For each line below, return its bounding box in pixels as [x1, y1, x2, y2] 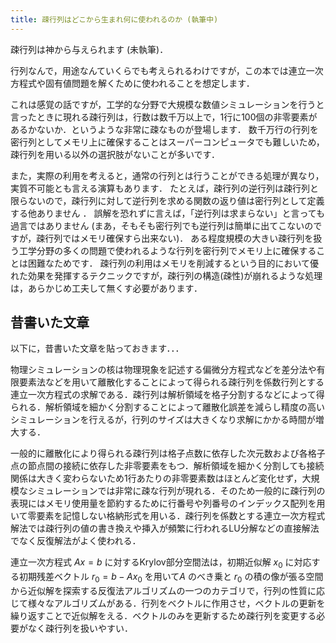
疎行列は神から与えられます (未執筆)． [10, 43, 169, 55]
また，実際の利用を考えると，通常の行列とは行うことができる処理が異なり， [10, 169, 325, 181]
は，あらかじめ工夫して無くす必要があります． [10, 282, 203, 294]
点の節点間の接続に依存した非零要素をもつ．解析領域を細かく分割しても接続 [10, 460, 325, 472]
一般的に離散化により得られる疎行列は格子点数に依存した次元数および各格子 [10, 447, 326, 460]
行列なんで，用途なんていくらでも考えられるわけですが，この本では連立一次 [10, 64, 324, 76]
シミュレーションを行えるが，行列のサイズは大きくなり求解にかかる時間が [10, 414, 316, 426]
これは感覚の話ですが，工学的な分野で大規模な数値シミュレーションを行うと [10, 98, 325, 110]
